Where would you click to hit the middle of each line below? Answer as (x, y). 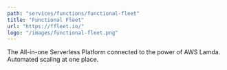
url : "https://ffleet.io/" (46, 26)
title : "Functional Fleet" (46, 20)
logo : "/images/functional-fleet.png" (63, 33)
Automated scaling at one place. (53, 60)
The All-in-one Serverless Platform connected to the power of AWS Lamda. (114, 52)
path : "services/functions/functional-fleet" (73, 13)
